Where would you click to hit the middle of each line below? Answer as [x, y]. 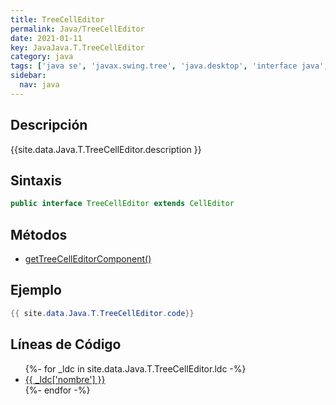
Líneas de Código [66, 344]
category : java [42, 57]
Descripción [49, 125]
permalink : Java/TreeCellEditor [77, 29]
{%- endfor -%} [57, 390]
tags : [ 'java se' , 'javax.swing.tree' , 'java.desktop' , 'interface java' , [169, 66]
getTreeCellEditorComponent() [88, 259]
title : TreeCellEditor [57, 19]
